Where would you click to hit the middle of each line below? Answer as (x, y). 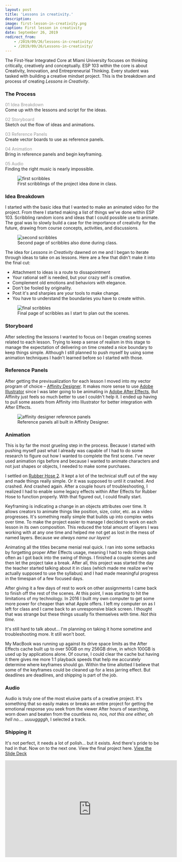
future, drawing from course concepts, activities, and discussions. (72, 228)
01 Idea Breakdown (25, 104)
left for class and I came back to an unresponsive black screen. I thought (78, 609)
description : (18, 19)
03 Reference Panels (26, 134)
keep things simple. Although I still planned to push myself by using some (79, 352)
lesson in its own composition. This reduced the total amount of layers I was (82, 527)
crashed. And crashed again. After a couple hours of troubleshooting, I (77, 486)
